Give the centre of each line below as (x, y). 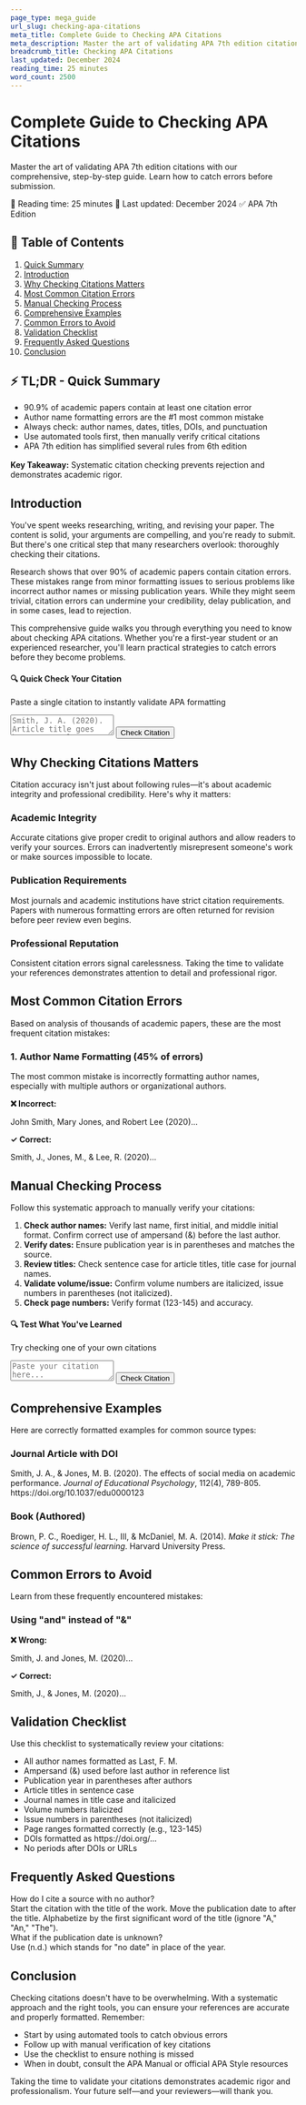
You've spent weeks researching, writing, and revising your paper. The (143, 525)
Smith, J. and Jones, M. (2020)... (72, 1658)
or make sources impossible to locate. (81, 857)
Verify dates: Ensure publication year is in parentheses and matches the (159, 1244)
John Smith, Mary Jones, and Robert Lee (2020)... (104, 1122)
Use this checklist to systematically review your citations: (117, 1744)
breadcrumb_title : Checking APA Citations (92, 52)
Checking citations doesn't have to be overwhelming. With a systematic (144, 1998)
